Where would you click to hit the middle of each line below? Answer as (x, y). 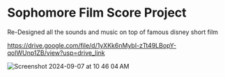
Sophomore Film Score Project (97, 13)
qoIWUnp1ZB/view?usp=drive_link (56, 53)
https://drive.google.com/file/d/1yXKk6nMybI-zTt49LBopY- (92, 45)
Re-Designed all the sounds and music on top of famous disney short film (113, 32)
